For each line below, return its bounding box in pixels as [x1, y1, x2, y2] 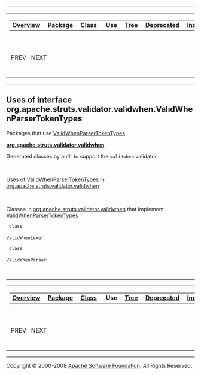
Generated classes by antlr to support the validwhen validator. [6, 153, 159, 160]
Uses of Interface [6, 95, 72, 105]
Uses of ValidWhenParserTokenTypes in [6, 176, 105, 183]
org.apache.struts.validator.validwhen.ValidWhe [6, 104, 193, 114]
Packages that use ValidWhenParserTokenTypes [6, 129, 126, 136]
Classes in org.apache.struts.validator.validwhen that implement [6, 205, 165, 212]
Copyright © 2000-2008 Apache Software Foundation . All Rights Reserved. [6, 362, 193, 369]
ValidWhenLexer [6, 234, 44, 241]
